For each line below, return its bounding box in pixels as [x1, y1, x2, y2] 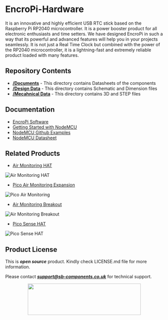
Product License [5, 245, 58, 254]
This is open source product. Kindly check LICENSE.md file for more [5, 259, 147, 265]
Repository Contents [5, 67, 72, 75]
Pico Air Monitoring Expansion [12, 182, 75, 188]
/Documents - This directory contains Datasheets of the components [12, 80, 156, 86]
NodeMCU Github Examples [12, 129, 71, 135]
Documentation [5, 105, 55, 114]
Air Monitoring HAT [12, 162, 53, 169]
